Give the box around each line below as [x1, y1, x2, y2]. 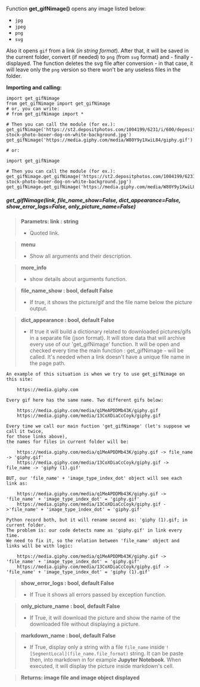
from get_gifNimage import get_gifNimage [6, 101, 111, 107]
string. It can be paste [130, 649, 183, 657]
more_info [20, 264, 47, 271]
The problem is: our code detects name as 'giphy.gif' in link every [6, 527, 183, 533]
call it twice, [6, 428, 44, 434]
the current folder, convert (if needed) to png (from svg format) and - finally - [6, 54, 193, 60]
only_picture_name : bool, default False [20, 602, 120, 610]
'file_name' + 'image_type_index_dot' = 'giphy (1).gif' [6, 569, 151, 575]
